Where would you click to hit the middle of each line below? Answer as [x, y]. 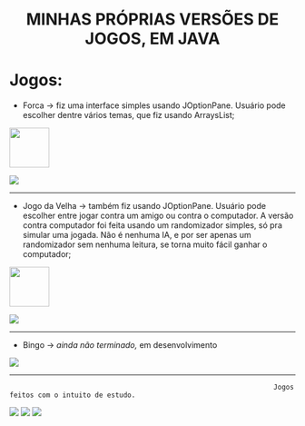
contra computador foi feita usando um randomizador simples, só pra [152, 225]
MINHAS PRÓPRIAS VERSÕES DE [152, 20]
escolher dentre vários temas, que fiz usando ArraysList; [128, 115]
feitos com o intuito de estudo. [73, 395]
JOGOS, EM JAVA [152, 39]
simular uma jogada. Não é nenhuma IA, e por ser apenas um [137, 235]
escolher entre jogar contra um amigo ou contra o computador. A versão [158, 216]
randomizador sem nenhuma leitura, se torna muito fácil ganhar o [145, 244]
